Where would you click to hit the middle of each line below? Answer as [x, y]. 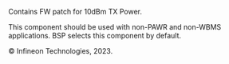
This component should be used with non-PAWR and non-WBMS [115, 27]
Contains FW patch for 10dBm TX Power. [75, 12]
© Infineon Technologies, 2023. [61, 51]
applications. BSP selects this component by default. [95, 36]
